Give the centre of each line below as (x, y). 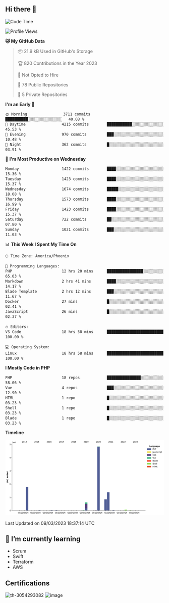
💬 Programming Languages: (32, 266)
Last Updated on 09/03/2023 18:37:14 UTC (50, 523)
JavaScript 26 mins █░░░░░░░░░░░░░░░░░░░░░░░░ (84, 311)
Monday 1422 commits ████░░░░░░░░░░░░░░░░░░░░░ (84, 169)
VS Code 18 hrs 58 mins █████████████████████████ (84, 332)
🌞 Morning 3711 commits (48, 114)
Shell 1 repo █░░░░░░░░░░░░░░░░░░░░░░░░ (84, 408)
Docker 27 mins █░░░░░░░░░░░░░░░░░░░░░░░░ (84, 301)
